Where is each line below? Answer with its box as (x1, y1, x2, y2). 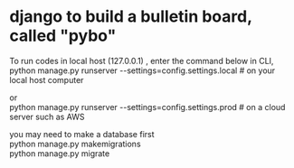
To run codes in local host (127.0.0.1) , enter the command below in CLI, (9, 55, 274, 66)
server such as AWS (9, 111, 85, 122)
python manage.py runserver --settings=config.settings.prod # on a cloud (9, 101, 286, 112)
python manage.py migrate (9, 147, 110, 159)
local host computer (9, 74, 84, 85)
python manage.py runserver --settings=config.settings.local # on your (9, 65, 276, 76)
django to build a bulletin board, (9, 6, 252, 27)
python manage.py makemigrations (9, 138, 142, 149)
